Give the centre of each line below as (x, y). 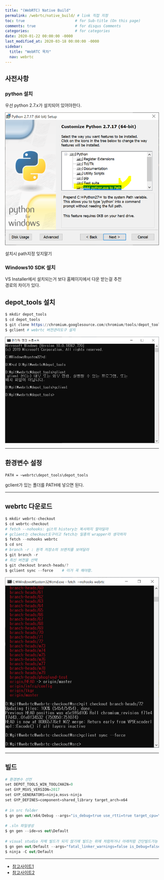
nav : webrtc (22, 57)
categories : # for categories (58, 31)
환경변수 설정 (24, 463)
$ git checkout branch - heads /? (37, 565)
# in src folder (21, 810)
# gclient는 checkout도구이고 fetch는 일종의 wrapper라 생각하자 (66, 534)
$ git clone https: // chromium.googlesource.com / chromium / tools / (72, 325)
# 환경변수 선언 (19, 779)
